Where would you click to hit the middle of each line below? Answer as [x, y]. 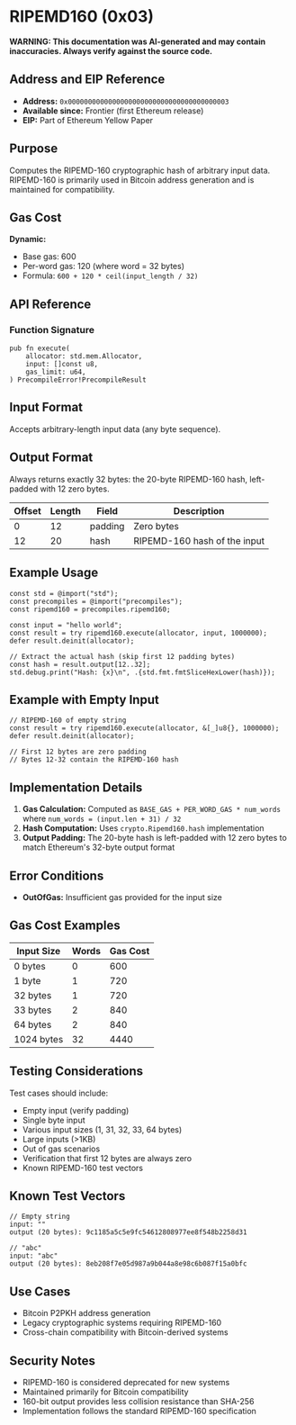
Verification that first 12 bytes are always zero [107, 1158]
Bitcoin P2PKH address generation [86, 1313]
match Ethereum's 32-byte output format [99, 847]
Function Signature [52, 329]
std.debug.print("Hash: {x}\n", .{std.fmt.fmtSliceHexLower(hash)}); [143, 672]
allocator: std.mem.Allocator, [84, 356]
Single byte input [54, 1120]
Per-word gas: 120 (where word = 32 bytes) [103, 266]
